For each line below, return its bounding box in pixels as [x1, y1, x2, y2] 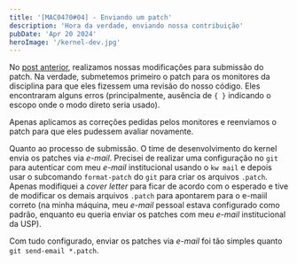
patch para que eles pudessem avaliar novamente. [9, 126, 194, 137]
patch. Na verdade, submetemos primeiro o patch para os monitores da [9, 72, 270, 82]
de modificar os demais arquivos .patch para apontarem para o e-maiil [9, 190, 268, 201]
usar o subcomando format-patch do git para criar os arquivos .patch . [9, 172, 268, 182]
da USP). [9, 219, 42, 229]
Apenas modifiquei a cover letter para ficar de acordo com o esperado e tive [9, 181, 289, 191]
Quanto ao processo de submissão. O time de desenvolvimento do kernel [9, 144, 277, 154]
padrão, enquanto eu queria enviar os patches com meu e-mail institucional [9, 209, 286, 220]
